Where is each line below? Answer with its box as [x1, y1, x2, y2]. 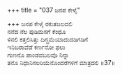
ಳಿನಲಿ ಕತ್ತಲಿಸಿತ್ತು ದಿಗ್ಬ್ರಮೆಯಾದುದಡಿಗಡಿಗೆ [7, 35, 89, 44]
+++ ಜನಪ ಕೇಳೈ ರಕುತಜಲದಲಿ [7, 20, 73, 28]
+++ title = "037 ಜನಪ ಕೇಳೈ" [7, 6, 80, 14]
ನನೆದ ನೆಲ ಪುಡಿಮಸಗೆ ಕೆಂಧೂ [7, 28, 66, 35]
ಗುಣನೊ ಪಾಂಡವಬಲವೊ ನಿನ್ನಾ [7, 51, 70, 59]
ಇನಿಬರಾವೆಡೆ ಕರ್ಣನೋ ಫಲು [7, 43, 66, 51]
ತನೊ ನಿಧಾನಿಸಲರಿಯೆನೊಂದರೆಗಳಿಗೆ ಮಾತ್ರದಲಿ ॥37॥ [7, 59, 116, 66]
